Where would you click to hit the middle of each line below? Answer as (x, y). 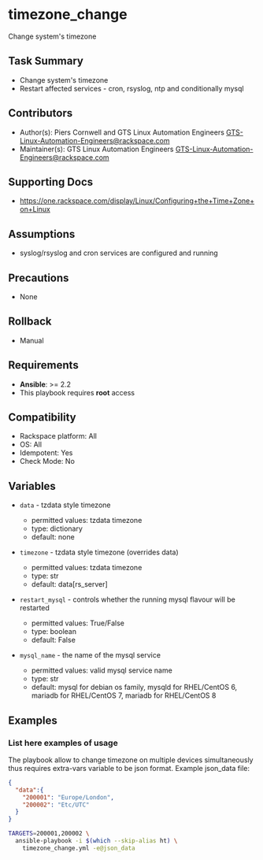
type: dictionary (57, 528)
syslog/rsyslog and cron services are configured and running (119, 253)
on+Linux (35, 209)
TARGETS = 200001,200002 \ (49, 834)
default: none (53, 537)
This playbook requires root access (77, 392)
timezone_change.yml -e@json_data (79, 848)
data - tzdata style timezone (65, 505)
